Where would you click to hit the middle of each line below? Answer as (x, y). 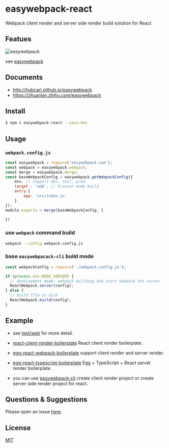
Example (19, 321)
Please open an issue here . (34, 412)
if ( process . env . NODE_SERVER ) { (39, 276)
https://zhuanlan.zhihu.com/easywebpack (57, 95)
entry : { (22, 191)
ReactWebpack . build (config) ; (41, 300)
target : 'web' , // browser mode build (57, 186)
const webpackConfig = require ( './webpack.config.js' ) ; (66, 267)
